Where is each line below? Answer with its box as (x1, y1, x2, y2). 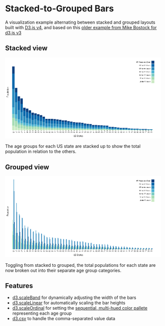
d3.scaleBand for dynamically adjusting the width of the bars (12, 294, 137, 301)
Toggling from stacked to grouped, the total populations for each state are (5, 262, 156, 268)
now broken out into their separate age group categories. (5, 267, 122, 273)
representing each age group (12, 310, 72, 316)
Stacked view (5, 44, 48, 52)
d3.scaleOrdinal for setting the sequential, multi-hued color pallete (12, 305, 148, 311)
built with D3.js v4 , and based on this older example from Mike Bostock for (5, 24, 157, 30)
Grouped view (5, 163, 49, 171)
